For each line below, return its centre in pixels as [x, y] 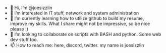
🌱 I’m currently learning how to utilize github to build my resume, [77, 18]
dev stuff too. [24, 39]
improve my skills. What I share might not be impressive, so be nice [80, 23]
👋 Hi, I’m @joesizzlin [31, 8]
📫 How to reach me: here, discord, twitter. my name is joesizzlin [77, 45]
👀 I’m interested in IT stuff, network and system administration [74, 13]
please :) [19, 29]
